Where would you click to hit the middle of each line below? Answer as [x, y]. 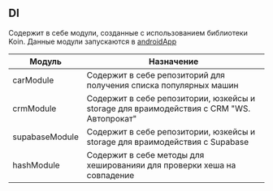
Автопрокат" [112, 118]
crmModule [35, 108]
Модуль [46, 62]
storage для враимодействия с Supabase [168, 142]
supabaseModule [46, 137]
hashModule [36, 165]
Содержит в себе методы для [145, 155]
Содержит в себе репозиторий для [156, 74]
